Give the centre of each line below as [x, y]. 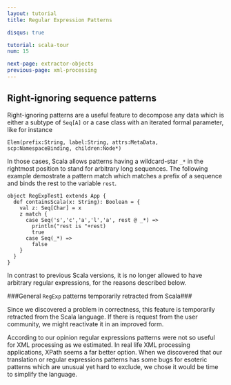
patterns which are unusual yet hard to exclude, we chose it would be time [113, 366]
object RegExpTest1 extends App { [57, 196]
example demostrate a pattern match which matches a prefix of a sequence [115, 176]
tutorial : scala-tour [38, 45]
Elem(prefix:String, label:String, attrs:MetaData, [83, 142]
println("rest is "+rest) [69, 226]
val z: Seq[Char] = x [50, 208]
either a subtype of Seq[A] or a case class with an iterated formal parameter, [115, 122]
